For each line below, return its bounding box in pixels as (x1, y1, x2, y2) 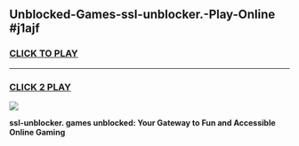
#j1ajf (9, 21, 40, 36)
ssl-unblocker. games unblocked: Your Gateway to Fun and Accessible (9, 117, 276, 127)
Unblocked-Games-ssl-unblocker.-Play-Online (9, 7, 276, 22)
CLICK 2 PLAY (9, 81, 71, 93)
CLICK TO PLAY (9, 48, 78, 60)
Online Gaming (9, 127, 66, 137)
